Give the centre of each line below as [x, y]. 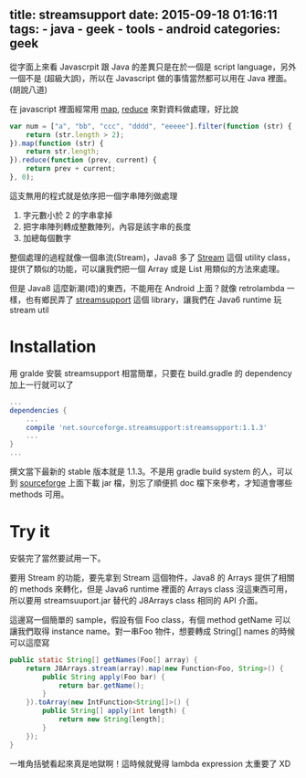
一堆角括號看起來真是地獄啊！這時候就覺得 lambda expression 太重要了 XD [150, 763]
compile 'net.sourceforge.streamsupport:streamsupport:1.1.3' [147, 427]
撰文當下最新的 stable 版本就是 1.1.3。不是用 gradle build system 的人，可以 [151, 471]
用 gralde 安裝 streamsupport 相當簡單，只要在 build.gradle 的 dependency [151, 373]
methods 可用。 [39, 494]
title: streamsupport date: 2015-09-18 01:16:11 [143, 15]
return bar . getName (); [101, 685]
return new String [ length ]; [112, 720]
